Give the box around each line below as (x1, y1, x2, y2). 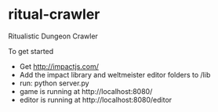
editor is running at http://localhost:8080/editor (19, 95, 173, 104)
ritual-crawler (8, 5, 100, 23)
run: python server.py (19, 78, 89, 88)
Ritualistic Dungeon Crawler (8, 31, 98, 41)
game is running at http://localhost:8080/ (19, 86, 153, 96)
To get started (8, 46, 54, 56)
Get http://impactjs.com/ (19, 61, 100, 71)
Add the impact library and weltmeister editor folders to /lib (19, 70, 211, 79)
